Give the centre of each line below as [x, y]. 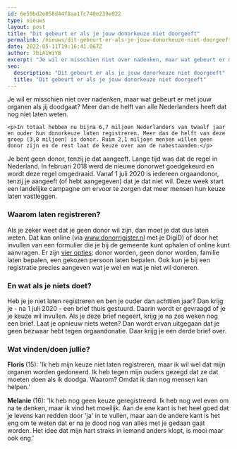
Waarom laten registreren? [54, 214]
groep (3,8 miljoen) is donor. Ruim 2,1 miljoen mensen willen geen [110, 140]
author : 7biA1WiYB [34, 54]
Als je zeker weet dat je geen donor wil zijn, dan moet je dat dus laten [108, 230]
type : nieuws [26, 20]
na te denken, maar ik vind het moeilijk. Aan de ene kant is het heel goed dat [118, 408]
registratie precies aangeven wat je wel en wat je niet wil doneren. [103, 267]
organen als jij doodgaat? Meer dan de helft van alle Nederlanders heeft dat [117, 107]
